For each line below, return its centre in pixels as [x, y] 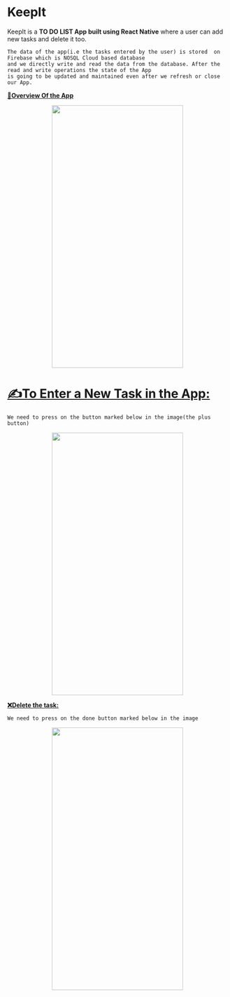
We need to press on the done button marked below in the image [103, 718]
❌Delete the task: [33, 705]
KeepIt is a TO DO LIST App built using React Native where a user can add [115, 32]
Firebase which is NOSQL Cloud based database [76, 58]
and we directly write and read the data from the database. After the [114, 64]
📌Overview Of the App [41, 95]
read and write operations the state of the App [79, 70]
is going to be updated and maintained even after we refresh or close [114, 76]
